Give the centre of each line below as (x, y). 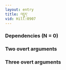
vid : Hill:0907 (21, 19)
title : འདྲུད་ (16, 14)
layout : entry (20, 10)
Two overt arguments (31, 49)
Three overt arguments (33, 62)
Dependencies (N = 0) (32, 36)
